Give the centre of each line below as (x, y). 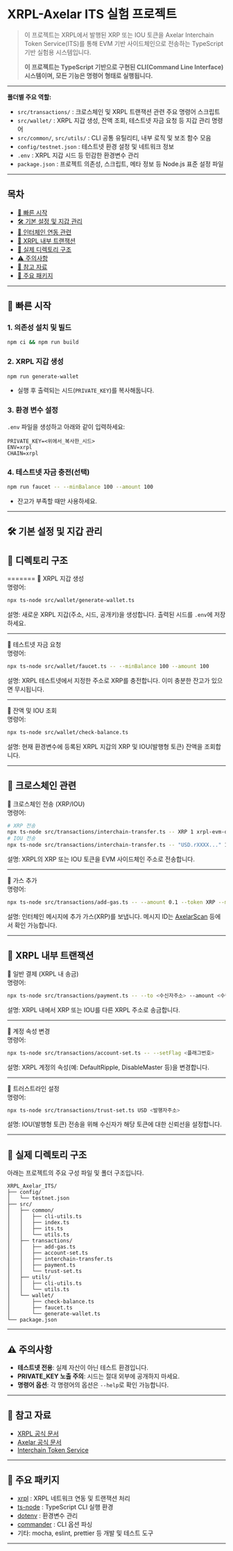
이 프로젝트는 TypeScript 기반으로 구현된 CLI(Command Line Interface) (124, 67)
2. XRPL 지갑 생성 (35, 362)
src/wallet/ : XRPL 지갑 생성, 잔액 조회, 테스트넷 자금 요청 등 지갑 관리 (113, 120)
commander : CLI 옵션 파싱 (55, 1524)
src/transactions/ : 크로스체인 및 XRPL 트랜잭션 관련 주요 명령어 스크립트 (119, 111)
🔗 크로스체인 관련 (42, 786)
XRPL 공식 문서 (38, 1434)
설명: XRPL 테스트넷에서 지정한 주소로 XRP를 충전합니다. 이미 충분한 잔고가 (109, 680)
